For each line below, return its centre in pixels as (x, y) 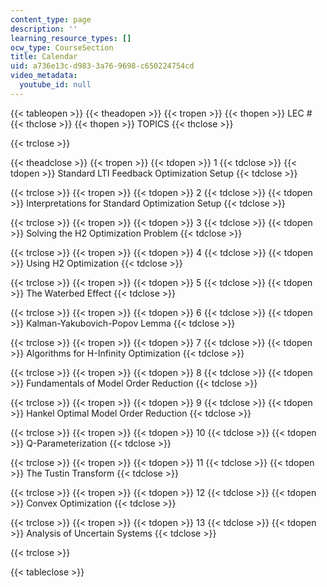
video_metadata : (44, 76)
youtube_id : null (55, 85)
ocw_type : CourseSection (62, 47)
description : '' (44, 29)
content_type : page (51, 19)
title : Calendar (44, 57)
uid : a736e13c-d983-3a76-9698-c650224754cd (102, 66)
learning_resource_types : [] (71, 38)
